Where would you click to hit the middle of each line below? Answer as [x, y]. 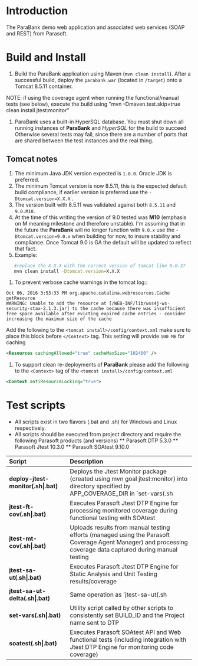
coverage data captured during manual [124, 550]
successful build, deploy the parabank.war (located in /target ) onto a [98, 80]
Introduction [37, 11]
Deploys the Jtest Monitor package [118, 472]
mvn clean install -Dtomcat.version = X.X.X [67, 271]
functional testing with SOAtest [113, 518]
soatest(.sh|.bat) [33, 644]
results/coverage [93, 582]
